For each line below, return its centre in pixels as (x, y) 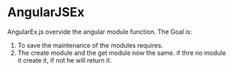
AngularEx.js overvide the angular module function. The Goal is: (100, 32)
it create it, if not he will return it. (64, 60)
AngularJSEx (46, 12)
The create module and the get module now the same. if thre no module (122, 53)
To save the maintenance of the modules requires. (90, 45)
